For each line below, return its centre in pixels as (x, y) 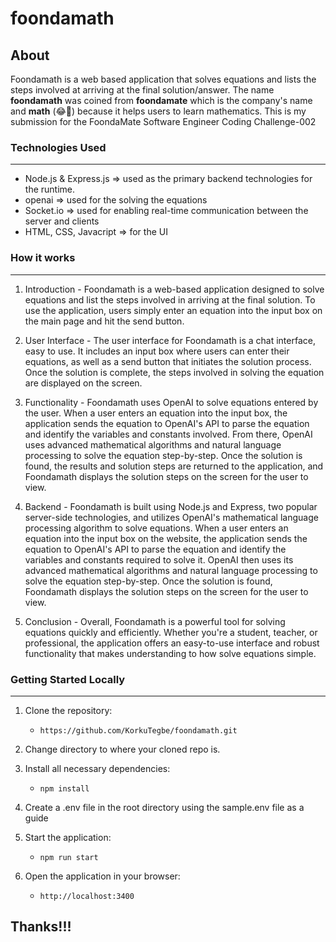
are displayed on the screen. (83, 383)
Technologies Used (58, 147)
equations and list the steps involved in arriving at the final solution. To (170, 299)
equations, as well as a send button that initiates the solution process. (168, 361)
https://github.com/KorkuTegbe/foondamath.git (138, 730)
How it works (43, 258)
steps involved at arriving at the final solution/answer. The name (142, 90)
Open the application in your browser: (102, 876)
